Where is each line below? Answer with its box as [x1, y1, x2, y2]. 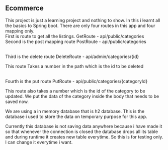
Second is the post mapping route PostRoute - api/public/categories [5, 38, 147, 44]
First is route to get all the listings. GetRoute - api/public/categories [5, 33, 144, 39]
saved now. [5, 98, 29, 104]
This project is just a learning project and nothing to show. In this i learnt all [5, 17, 160, 23]
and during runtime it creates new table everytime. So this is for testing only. [5, 133, 163, 139]
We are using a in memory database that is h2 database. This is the [5, 108, 145, 114]
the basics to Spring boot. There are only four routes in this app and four [5, 22, 155, 28]
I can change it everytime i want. [5, 139, 73, 145]
